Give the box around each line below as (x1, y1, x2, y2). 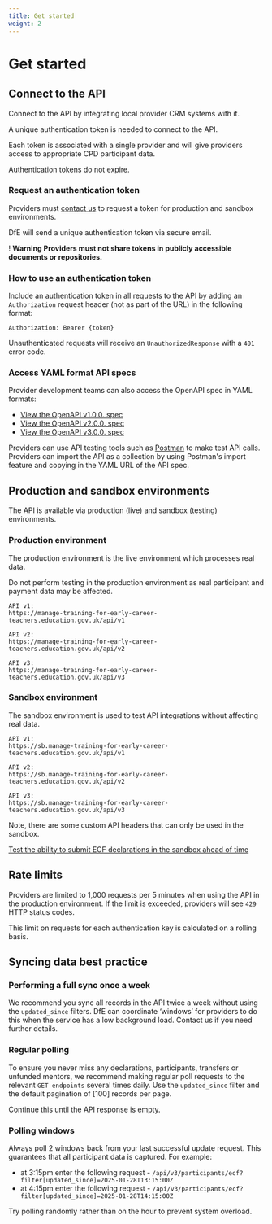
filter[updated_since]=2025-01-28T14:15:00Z (19, 1191, 174, 1200)
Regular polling (8, 1044, 70, 1056)
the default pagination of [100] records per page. (8, 1088, 172, 1099)
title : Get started (8, 11, 75, 20)
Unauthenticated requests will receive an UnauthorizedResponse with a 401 (8, 339, 255, 348)
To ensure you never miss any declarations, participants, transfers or (8, 1063, 239, 1073)
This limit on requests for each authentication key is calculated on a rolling (8, 923, 257, 933)
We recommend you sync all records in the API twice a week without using (8, 998, 258, 1008)
